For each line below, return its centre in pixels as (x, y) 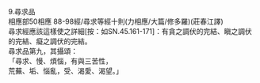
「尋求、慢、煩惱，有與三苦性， (60, 61)
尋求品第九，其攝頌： (43, 51)
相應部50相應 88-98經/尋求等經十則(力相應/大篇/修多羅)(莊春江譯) (116, 21)
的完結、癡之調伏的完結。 (50, 41)
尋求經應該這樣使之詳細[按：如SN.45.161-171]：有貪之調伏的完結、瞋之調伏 (130, 31)
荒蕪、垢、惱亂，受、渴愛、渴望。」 (65, 71)
